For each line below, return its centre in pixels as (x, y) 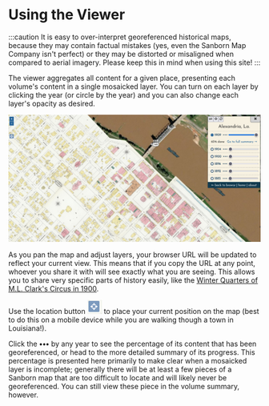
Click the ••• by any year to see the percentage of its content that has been (132, 344)
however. (23, 395)
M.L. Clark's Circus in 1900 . (54, 289)
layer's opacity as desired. (52, 103)
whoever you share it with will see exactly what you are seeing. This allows (132, 272)
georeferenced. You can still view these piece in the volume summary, (124, 387)
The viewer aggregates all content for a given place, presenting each (122, 78)
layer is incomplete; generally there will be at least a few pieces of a (120, 369)
